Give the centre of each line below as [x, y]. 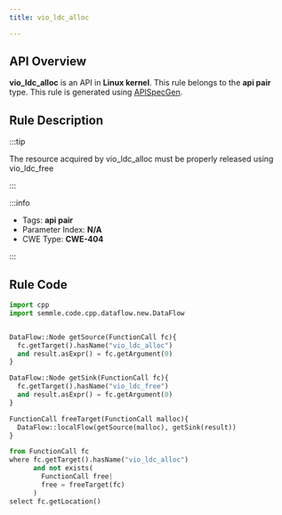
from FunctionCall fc [49, 452]
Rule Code [39, 285]
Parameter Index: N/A [62, 230]
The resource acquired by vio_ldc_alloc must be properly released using [141, 159]
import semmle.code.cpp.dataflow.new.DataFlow [97, 313]
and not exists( [63, 469]
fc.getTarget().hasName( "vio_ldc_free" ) [93, 387]
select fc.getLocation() [55, 501]
